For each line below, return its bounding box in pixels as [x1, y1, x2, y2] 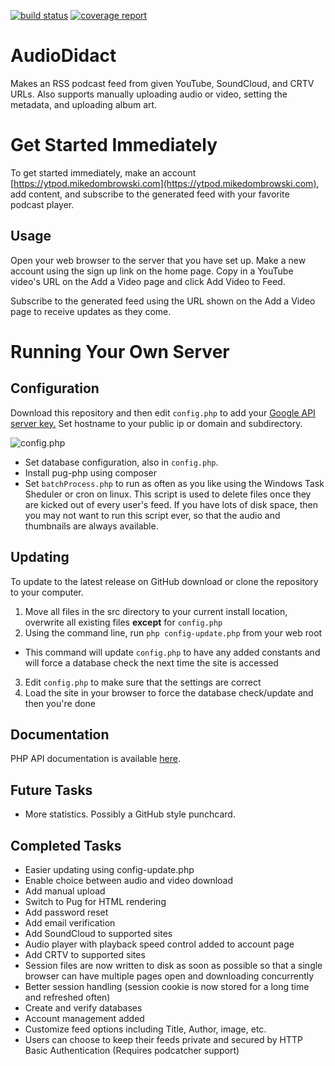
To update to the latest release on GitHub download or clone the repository [10, 575, 319, 587]
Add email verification [24, 916, 116, 929]
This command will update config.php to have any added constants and [24, 646, 321, 658]
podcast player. [10, 198, 75, 210]
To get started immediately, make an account [10, 166, 197, 179]
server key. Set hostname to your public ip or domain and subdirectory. [10, 417, 303, 429]
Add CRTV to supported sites [24, 948, 146, 960]
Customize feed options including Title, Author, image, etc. [24, 1023, 267, 1035]
